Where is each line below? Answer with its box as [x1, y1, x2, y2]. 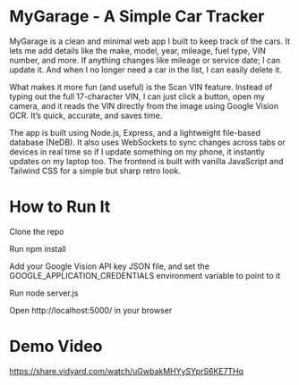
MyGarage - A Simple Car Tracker [9, 6, 265, 27]
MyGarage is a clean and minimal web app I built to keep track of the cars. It [9, 36, 291, 46]
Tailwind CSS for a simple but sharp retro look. [9, 165, 181, 176]
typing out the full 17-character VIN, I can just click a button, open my [9, 91, 266, 102]
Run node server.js [9, 288, 79, 298]
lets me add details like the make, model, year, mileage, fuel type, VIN [9, 45, 266, 55]
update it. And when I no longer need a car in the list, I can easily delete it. [9, 64, 282, 75]
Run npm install [9, 243, 66, 254]
